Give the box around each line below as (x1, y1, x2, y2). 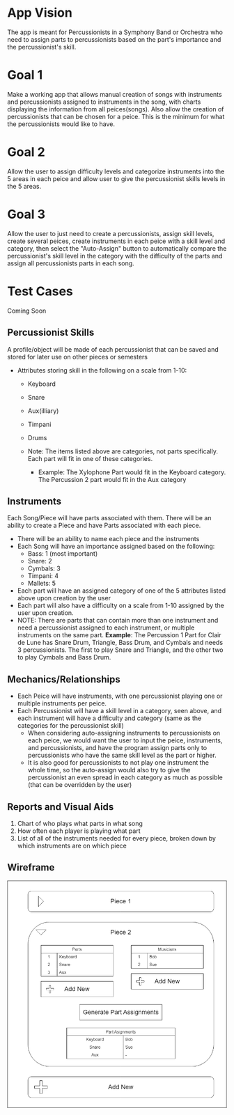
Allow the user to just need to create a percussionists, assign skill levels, (7, 229, 214, 237)
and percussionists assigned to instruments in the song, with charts (7, 98, 201, 106)
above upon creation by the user (17, 594, 111, 602)
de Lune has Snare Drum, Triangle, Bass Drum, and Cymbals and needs (17, 639, 224, 647)
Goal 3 (7, 207, 46, 222)
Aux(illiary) (27, 406, 59, 415)
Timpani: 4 (27, 572, 59, 580)
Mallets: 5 (27, 579, 56, 588)
